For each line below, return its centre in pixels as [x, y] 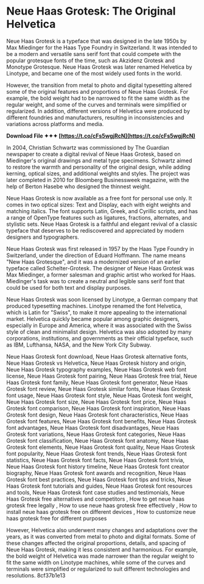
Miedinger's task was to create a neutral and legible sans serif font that [96, 281]
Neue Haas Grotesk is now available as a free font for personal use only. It [99, 198]
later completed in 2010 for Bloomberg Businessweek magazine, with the [98, 180]
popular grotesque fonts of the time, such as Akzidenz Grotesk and [90, 60]
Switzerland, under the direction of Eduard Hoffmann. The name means [96, 255]
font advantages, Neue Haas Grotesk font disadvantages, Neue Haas [93, 427]
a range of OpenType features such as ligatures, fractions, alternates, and [99, 217]
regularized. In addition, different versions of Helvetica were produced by [98, 111]
